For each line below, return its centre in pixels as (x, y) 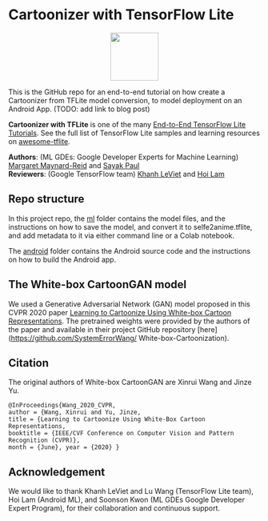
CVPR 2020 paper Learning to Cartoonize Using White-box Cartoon (120, 312)
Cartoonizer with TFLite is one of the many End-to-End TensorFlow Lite (127, 124)
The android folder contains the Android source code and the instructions (129, 250)
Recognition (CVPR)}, (44, 441)
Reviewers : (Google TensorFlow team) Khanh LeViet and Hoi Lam (117, 174)
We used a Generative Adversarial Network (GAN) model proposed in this (129, 304)
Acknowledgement (57, 472)
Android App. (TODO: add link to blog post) (79, 109)
